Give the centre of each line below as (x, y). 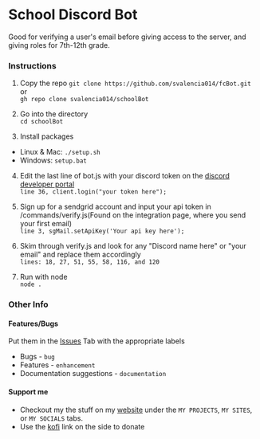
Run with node (43, 277)
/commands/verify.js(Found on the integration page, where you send (133, 215)
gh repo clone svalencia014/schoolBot (84, 100)
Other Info (29, 304)
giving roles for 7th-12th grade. (59, 45)
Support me (28, 391)
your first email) (46, 224)
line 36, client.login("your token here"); (93, 192)
